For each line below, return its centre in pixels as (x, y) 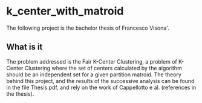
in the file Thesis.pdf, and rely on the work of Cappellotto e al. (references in (101, 87)
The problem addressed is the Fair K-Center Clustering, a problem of (92, 61)
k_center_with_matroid (65, 11)
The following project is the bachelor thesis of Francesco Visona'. (88, 28)
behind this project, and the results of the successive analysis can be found (100, 81)
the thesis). (20, 94)
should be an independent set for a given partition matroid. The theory (94, 75)
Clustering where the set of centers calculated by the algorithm (103, 68)
